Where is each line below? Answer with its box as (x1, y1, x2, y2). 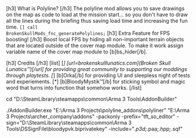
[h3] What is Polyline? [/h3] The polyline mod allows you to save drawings (6, 5, 185, 12)
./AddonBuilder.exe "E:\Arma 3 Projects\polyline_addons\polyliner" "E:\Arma (6, 107, 190, 114)
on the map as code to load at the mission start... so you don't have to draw (6, 11, 188, 18)
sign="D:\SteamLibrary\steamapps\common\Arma (6, 119, 128, 126)
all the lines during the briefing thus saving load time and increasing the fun (6, 17, 188, 24)
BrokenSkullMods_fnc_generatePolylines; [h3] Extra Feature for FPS (6, 30, 170, 37)
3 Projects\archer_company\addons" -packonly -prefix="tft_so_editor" (6, 113, 176, 120)
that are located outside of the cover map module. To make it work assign (6, 42, 184, 49)
